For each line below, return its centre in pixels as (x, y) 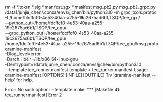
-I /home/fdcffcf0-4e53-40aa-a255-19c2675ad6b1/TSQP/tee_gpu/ (73, 17)
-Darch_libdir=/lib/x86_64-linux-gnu (41, 59)
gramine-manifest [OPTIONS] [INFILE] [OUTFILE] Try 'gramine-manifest (78, 75)
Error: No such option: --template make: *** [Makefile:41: (63, 89)
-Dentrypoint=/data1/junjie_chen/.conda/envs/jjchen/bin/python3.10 (73, 64)
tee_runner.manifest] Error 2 (34, 95)
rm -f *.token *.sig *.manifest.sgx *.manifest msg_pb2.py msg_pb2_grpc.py (80, 7)
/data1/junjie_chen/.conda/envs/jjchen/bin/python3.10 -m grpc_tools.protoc (81, 12)
